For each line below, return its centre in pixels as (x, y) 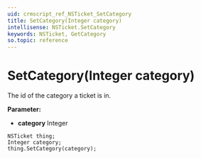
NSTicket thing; (31, 136)
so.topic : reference (38, 41)
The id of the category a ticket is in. (59, 96)
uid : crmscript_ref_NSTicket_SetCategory (70, 14)
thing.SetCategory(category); (52, 149)
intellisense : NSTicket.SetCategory (61, 27)
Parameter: (24, 109)
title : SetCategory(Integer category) (65, 21)
